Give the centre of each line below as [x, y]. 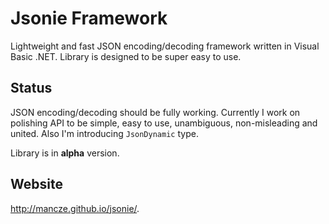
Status [31, 88]
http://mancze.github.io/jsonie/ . [75, 208]
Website [36, 184]
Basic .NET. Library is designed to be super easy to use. [126, 56]
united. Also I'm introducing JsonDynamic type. [104, 133]
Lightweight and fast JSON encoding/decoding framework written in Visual [165, 46]
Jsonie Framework [89, 18]
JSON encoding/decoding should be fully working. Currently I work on [155, 112]
